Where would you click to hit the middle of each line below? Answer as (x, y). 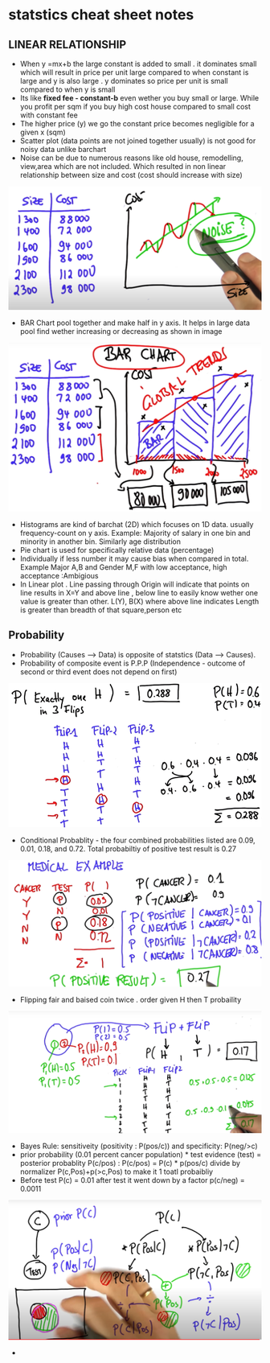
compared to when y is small (67, 89)
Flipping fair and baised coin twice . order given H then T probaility (131, 999)
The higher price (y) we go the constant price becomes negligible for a (137, 124)
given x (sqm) (43, 132)
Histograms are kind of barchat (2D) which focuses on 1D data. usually (137, 524)
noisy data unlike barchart (63, 149)
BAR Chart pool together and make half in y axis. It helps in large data (135, 323)
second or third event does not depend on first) (98, 671)
